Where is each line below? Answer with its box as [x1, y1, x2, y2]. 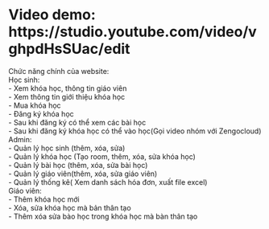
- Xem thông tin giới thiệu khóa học [8, 92, 126, 101]
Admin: [8, 134, 32, 144]
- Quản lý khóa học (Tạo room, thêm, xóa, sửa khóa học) [8, 151, 196, 162]
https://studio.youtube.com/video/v [8, 22, 258, 41]
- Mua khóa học [8, 100, 62, 110]
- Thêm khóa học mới [8, 194, 80, 204]
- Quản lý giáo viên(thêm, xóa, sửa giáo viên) [8, 169, 158, 178]
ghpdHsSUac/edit [8, 40, 130, 58]
